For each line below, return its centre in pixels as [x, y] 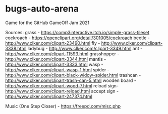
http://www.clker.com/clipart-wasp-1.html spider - [57, 70]
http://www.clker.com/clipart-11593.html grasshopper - [62, 54]
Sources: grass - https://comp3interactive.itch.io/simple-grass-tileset [77, 32]
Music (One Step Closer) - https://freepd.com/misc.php [63, 106]
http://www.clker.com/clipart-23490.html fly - [53, 43]
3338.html [16, 48]
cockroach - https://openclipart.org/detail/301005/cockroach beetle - [77, 38]
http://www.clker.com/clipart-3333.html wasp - [54, 64]
